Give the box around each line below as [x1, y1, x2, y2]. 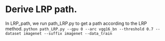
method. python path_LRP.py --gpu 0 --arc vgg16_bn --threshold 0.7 [5, 25, 154, 31]
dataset [5, 31, 22, 36]
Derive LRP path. [5, 4, 77, 15]
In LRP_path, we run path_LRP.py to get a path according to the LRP [5, 20, 147, 26]
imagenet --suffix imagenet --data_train [23, 31, 113, 36]
